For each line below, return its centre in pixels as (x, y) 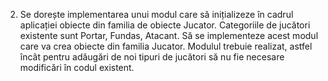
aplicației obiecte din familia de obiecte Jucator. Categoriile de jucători (165, 25)
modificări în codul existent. (77, 67)
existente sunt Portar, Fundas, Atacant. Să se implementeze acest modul (169, 35)
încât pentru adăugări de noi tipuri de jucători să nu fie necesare (152, 57)
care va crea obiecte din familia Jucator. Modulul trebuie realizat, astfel (166, 46)
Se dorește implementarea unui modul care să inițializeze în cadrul (156, 14)
